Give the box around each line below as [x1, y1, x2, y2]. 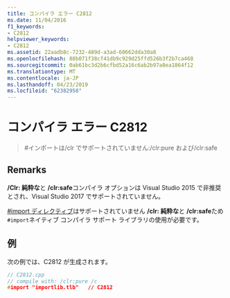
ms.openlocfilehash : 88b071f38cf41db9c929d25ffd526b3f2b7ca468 [7, 55, 194, 62]
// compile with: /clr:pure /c [7, 278, 98, 285]
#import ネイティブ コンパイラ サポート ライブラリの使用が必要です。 [7, 216, 203, 224]
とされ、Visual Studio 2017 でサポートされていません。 [7, 192, 165, 200]
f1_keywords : [7, 23, 45, 30]
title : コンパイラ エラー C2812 [7, 10, 92, 17]
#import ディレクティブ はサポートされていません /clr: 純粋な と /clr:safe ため [7, 207, 224, 215]
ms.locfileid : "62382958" [7, 87, 82, 94]
